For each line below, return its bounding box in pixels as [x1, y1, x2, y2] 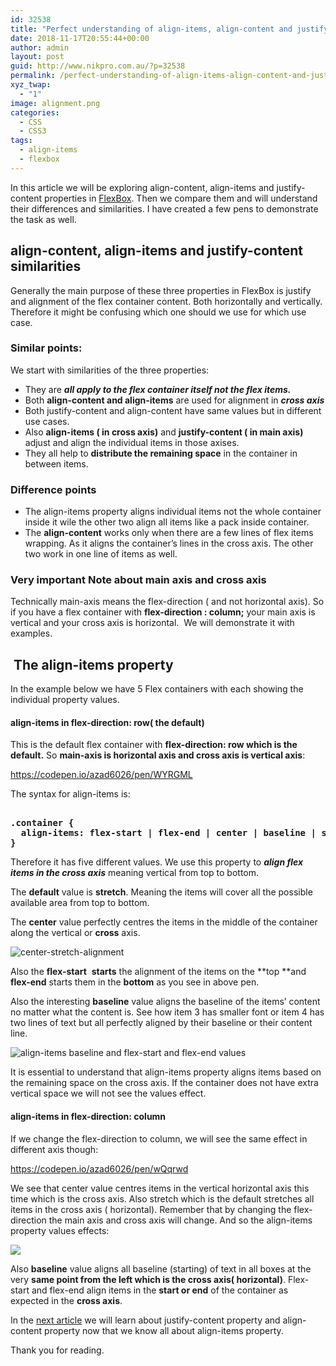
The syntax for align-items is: [10, 788, 131, 800]
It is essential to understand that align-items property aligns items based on [10, 1066, 322, 1078]
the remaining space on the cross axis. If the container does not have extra [10, 1077, 319, 1089]
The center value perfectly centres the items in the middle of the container [10, 916, 318, 928]
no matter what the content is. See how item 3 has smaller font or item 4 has [10, 1006, 325, 1018]
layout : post [10, 52, 65, 62]
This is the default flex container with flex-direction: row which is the [10, 739, 298, 751]
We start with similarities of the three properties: [10, 364, 210, 376]
